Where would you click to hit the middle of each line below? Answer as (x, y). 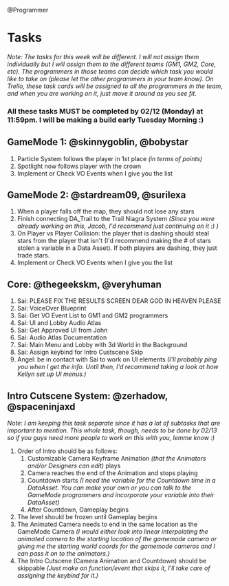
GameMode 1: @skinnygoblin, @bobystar (98, 142)
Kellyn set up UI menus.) (52, 374)
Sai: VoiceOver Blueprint (52, 308)
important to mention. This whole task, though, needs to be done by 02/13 (112, 430)
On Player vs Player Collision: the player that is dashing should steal (113, 233)
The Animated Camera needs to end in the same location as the (107, 524)
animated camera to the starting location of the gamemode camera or (117, 539)
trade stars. (33, 255)
